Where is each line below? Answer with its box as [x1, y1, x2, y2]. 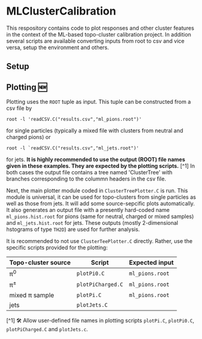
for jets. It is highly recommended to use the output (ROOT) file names [6, 156, 186, 163]
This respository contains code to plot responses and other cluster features [6, 24, 195, 32]
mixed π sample [9, 290, 54, 299]
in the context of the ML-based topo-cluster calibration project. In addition [6, 30, 192, 38]
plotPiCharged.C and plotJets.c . [6, 325, 88, 332]
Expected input [129, 258, 174, 267]
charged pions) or [6, 134, 51, 141]
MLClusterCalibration [6, 4, 117, 18]
